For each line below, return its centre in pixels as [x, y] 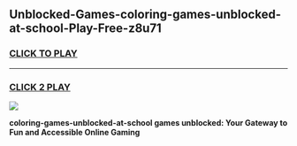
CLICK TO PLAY [43, 54]
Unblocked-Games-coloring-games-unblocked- [145, 15]
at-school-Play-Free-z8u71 [85, 29]
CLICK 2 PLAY [40, 87]
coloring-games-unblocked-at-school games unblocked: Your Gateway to [148, 122]
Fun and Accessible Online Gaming [75, 132]
